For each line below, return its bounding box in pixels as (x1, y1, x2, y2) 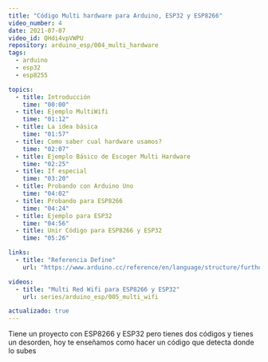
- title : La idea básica (15, 123, 98, 131)
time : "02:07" (22, 145, 69, 153)
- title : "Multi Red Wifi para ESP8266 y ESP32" (15, 285, 180, 293)
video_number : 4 (8, 19, 62, 27)
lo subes (8, 346, 37, 356)
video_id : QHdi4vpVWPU (8, 34, 84, 42)
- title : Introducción (15, 93, 91, 101)
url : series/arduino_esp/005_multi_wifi (22, 292, 159, 300)
